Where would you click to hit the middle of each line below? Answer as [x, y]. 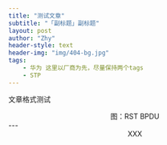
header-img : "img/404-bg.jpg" [59, 53]
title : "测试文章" [37, 16]
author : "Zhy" [32, 38]
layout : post [30, 30]
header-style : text [41, 46]
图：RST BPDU [135, 116]
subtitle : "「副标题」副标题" [54, 23]
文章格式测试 [29, 99]
